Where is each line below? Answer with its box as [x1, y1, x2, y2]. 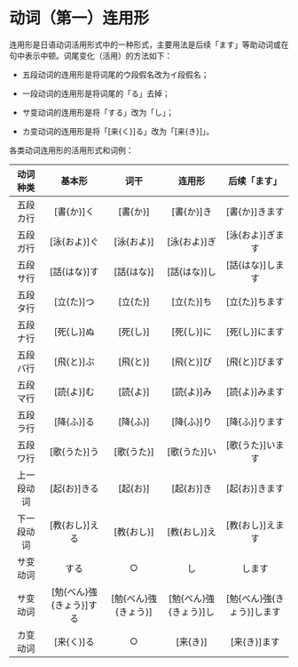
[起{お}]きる [49, 482, 99, 494]
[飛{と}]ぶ [53, 355, 95, 367]
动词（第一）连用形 [9, 8, 150, 28]
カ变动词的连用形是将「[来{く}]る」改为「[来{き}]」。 [21, 125, 215, 136]
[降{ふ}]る [53, 415, 95, 428]
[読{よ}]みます [225, 385, 285, 398]
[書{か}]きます [225, 205, 285, 218]
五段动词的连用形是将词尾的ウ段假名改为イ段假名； [21, 68, 209, 80]
